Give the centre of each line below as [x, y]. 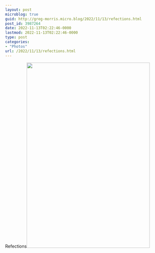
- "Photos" [16, 46]
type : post [16, 38]
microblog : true [22, 14]
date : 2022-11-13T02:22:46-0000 [38, 28]
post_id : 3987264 [23, 23]
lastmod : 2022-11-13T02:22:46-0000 [42, 33]
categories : [17, 42]
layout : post [18, 10]
